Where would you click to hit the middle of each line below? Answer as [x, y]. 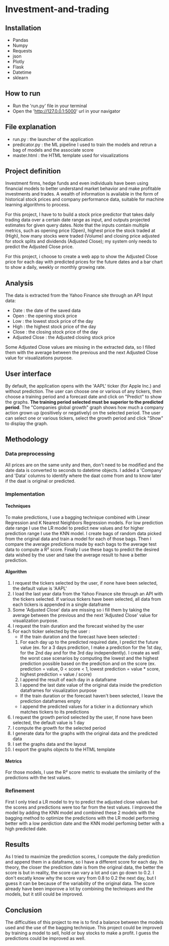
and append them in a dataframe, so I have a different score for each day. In [84, 862]
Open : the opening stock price [45, 316]
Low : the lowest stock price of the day [53, 321]
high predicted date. [26, 829]
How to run [23, 94]
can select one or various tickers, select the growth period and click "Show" [84, 418]
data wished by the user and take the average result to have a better [76, 555]
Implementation [25, 494]
